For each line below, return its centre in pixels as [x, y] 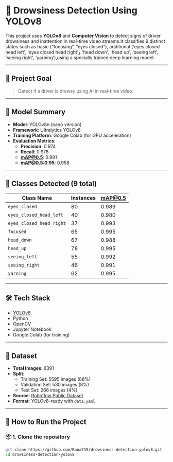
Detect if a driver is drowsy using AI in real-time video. [76, 91]
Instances [84, 198]
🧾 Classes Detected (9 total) [51, 183]
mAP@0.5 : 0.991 [39, 157]
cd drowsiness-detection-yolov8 [40, 454]
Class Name [37, 198]
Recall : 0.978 [34, 152]
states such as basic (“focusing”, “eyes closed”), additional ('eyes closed [83, 46]
